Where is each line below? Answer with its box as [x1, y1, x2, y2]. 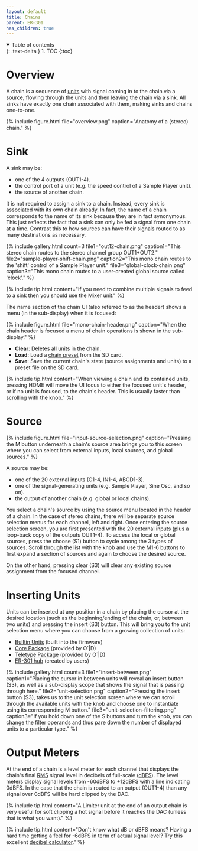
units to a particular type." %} [6, 725, 78, 732]
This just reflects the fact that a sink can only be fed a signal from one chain [6, 219, 191, 226]
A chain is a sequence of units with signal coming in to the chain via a [6, 88, 176, 95]
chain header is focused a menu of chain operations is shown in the [6, 327, 171, 334]
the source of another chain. [14, 188, 85, 195]
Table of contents [11, 41, 54, 48]
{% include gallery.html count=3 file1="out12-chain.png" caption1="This [6, 243, 181, 250]
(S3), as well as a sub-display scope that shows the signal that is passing [6, 682, 184, 688]
